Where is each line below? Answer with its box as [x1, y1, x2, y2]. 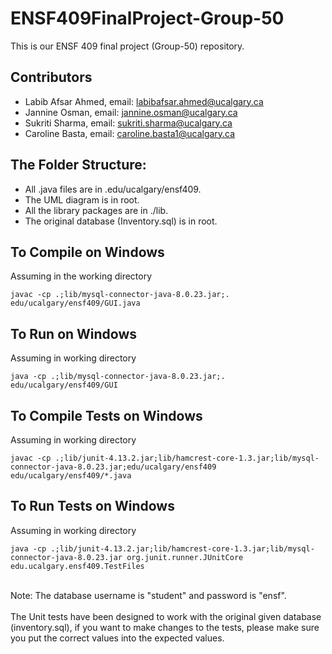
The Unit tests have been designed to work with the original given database [10, 610, 322, 622]
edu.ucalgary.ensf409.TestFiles [10, 561, 145, 571]
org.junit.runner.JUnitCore [126, 552, 244, 562]
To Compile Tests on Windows [10, 407, 203, 424]
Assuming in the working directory [10, 270, 153, 282]
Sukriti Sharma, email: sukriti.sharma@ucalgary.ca [24, 117, 233, 129]
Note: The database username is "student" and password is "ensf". [10, 589, 287, 601]
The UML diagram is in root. [24, 193, 140, 206]
